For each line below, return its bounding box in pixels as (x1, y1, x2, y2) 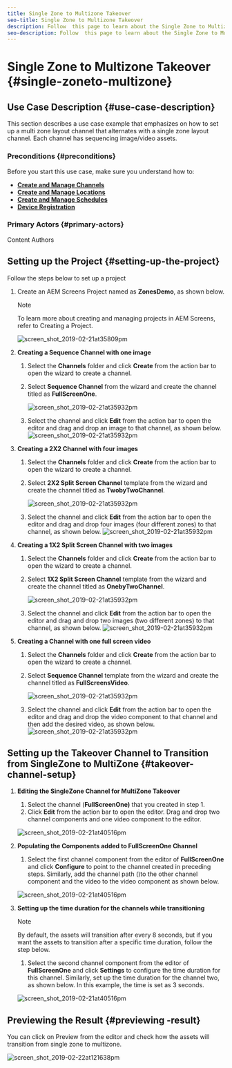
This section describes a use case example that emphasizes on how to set (7, 120, 219, 128)
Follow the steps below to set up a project (7, 274, 126, 282)
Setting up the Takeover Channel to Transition (7, 747, 209, 759)
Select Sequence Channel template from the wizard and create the (27, 671, 219, 679)
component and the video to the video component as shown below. (27, 877, 220, 886)
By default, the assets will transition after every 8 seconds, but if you (17, 931, 213, 940)
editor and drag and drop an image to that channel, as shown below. (27, 423, 222, 432)
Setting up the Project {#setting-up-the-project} (7, 256, 220, 267)
